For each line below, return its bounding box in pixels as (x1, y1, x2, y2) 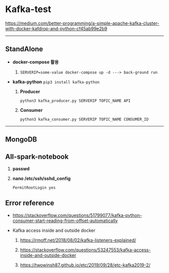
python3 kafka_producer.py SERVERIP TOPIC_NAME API (20, 98, 131, 103)
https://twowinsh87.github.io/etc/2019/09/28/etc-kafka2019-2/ (20, 262, 151, 268)
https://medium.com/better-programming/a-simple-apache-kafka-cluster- (5, 20, 159, 26)
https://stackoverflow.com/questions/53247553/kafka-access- (20, 247, 151, 253)
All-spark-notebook (5, 152, 69, 161)
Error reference (5, 199, 54, 208)
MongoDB (5, 135, 37, 144)
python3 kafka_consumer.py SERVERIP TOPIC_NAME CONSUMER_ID (20, 117, 149, 122)
